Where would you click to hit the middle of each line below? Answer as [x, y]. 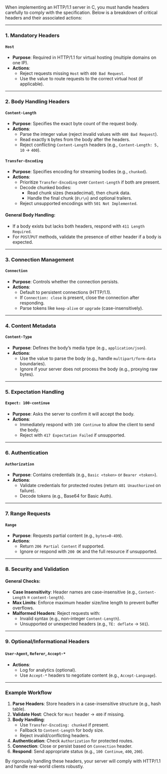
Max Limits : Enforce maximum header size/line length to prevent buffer [85, 603]
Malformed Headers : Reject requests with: [56, 613]
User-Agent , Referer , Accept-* [36, 653]
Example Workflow [29, 693]
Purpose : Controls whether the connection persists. [66, 281]
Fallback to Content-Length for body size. [62, 730]
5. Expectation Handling [35, 392]
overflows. [23, 608]
